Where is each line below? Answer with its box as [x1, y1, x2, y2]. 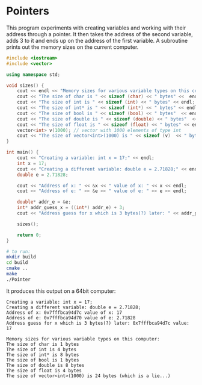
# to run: [6, 248, 31, 254]
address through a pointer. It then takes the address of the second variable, [6, 30, 194, 37]
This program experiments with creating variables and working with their [6, 24, 186, 31]
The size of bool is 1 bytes [6, 357, 79, 363]
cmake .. [6, 265, 28, 272]
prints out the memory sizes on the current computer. [6, 43, 139, 51]
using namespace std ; [6, 71, 61, 78]
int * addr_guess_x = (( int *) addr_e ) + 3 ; [17, 205, 125, 211]
